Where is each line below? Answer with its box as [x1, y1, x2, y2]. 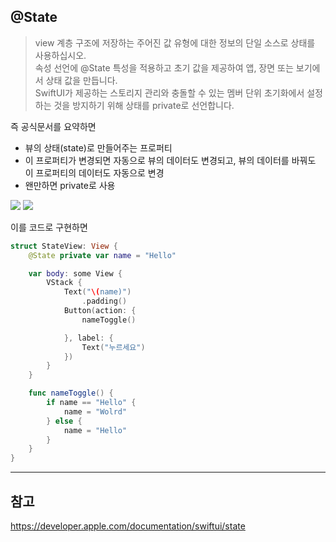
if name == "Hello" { [46, 398, 137, 408]
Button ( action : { [63, 306, 137, 316]
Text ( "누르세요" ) [81, 342, 146, 352]
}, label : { [63, 333, 114, 343]
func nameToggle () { [28, 388, 114, 399]
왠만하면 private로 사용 [24, 179, 116, 191]
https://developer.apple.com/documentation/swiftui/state [10, 520, 246, 532]
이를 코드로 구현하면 [10, 221, 88, 233]
